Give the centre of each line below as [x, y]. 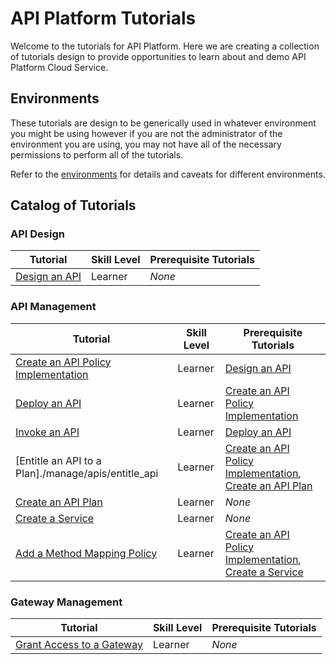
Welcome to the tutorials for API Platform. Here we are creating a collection [165, 46]
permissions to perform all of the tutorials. [97, 154]
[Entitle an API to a [58, 460]
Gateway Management [66, 602]
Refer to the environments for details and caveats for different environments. [168, 174]
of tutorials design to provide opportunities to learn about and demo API [158, 56]
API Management [53, 307]
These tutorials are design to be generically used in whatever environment [163, 123]
